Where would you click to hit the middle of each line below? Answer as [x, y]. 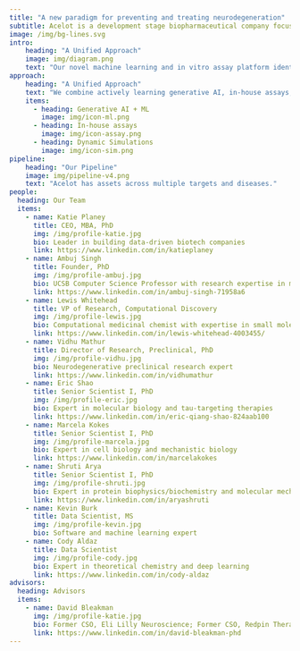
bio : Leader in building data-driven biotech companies [139, 242]
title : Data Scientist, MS [83, 516]
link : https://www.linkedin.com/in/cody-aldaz [121, 575]
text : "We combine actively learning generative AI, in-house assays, [159, 92]
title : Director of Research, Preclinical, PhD [123, 350]
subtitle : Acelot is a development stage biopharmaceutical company [139, 26]
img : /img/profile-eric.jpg [85, 400]
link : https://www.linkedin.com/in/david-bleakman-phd [137, 633]
